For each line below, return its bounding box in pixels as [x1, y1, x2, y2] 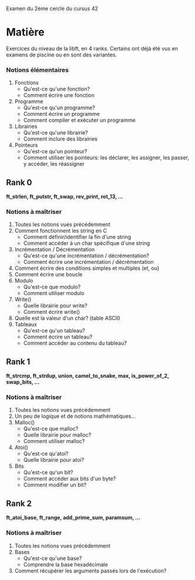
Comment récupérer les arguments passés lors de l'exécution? [14, 567, 167, 574]
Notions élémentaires [6, 66, 69, 74]
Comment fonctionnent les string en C [14, 227, 107, 234]
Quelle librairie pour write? [23, 302, 88, 309]
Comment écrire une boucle [14, 271, 83, 278]
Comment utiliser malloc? [23, 438, 85, 445]
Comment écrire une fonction [23, 92, 95, 99]
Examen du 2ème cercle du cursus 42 [6, 5, 99, 12]
